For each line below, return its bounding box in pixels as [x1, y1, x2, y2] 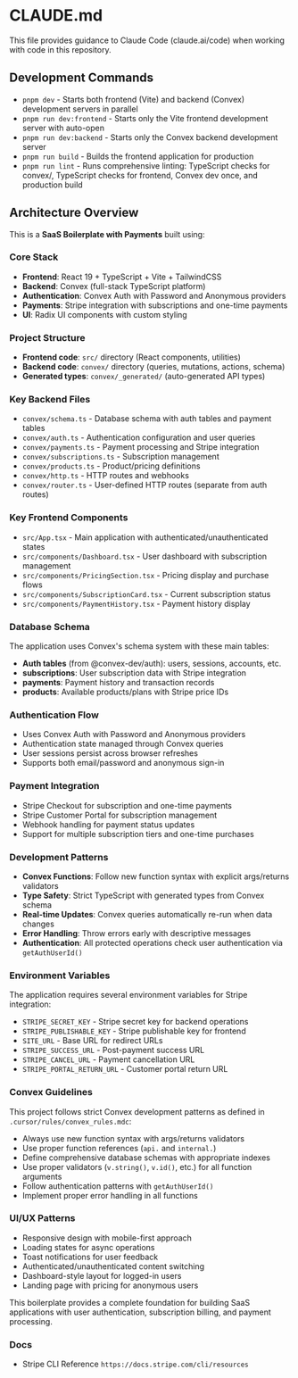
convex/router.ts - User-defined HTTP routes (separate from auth [21, 479, 268, 491]
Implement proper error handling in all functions [21, 1190, 198, 1200]
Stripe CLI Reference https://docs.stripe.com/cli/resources [21, 1358, 250, 1370]
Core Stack [9, 251, 59, 263]
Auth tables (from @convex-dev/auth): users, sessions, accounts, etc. [21, 658, 282, 669]
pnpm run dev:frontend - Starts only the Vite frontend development [21, 112, 269, 123]
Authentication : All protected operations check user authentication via [21, 937, 284, 948]
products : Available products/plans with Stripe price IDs [21, 686, 229, 697]
